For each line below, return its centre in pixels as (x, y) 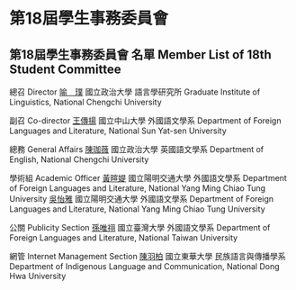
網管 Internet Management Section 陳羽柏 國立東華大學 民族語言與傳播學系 (148, 256)
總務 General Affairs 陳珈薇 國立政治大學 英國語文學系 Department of (137, 149)
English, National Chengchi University (79, 159)
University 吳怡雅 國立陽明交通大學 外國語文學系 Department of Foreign (142, 199)
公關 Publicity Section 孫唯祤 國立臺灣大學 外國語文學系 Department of (140, 227)
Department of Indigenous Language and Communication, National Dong (145, 266)
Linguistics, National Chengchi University (85, 102)
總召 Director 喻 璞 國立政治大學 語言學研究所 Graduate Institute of (135, 92)
